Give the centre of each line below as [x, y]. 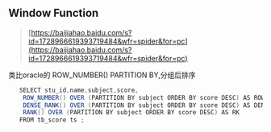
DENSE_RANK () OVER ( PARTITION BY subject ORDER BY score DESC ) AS [137, 105]
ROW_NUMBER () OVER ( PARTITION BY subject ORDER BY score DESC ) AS [137, 97]
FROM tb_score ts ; [52, 120]
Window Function [54, 13]
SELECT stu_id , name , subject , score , [79, 90]
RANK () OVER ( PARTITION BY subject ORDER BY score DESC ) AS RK [131, 113]
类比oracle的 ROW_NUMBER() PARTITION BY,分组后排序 [102, 75]
